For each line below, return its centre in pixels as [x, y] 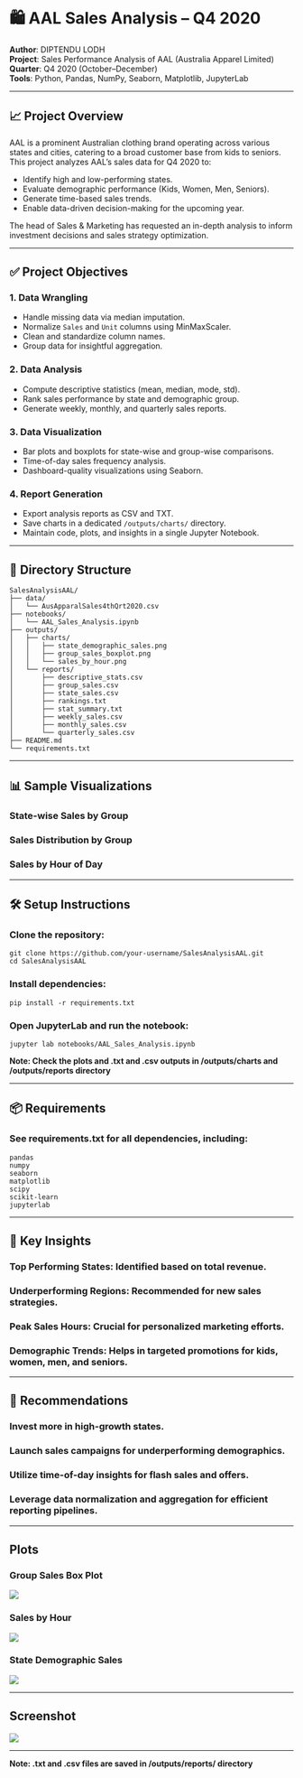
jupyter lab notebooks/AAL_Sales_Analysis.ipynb [102, 1044]
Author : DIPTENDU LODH [57, 49]
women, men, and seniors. [69, 1362]
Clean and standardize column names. [94, 337]
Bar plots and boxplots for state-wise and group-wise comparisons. [148, 451]
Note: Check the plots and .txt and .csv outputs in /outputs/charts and [144, 1061]
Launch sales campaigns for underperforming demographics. [147, 1451]
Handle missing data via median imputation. [104, 317]
